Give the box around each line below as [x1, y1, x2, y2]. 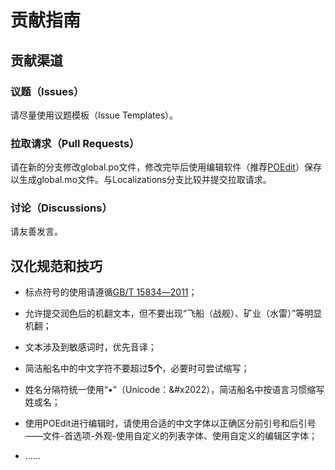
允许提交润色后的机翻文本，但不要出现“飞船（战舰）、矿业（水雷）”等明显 [24, 307, 323, 320]
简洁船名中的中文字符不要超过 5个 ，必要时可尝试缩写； [24, 362, 250, 375]
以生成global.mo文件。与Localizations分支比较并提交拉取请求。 [10, 174, 272, 186]
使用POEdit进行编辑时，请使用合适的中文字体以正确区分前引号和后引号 [24, 417, 317, 430]
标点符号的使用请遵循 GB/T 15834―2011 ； [24, 286, 198, 298]
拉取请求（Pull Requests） [10, 136, 140, 150]
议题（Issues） [10, 84, 85, 98]
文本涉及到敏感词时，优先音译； [24, 341, 157, 353]
